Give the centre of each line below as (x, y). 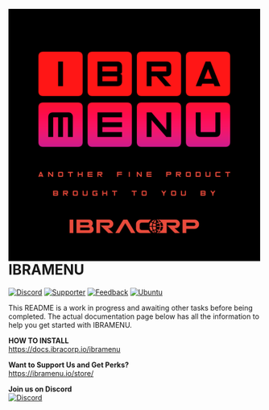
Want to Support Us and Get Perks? (69, 365)
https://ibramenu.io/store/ (51, 373)
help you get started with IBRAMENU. (70, 324)
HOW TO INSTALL (39, 341)
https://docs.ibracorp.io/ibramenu (64, 349)
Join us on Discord (40, 389)
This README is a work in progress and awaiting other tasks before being (131, 307)
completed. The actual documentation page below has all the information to (134, 316)
